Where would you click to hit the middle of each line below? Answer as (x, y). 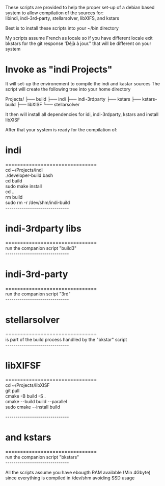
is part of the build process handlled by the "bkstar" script (66, 339)
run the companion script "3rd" (38, 294)
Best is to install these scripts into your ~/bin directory (62, 28)
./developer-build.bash (29, 175)
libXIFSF (23, 365)
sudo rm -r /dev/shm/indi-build (38, 202)
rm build (14, 197)
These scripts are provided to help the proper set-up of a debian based (80, 7)
